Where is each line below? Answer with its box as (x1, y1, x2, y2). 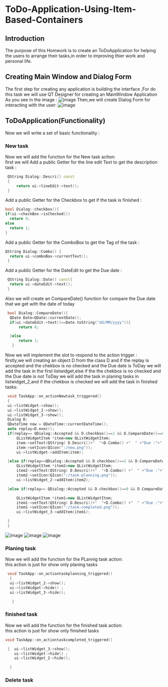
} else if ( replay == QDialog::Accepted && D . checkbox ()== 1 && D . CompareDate (7, 459, 164, 464)
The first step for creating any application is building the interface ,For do (5, 86, 156, 92)
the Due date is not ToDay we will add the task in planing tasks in (5, 373, 139, 379)
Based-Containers (5, 14, 83, 26)
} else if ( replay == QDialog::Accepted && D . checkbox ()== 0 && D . (7, 486, 142, 491)
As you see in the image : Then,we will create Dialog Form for (5, 96, 151, 102)
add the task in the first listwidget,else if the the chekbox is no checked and (5, 368, 161, 374)
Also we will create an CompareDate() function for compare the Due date (5, 295, 156, 302)
